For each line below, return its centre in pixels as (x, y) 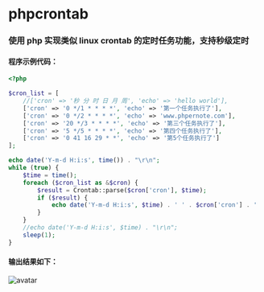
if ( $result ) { (63, 198)
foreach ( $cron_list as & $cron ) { (80, 183)
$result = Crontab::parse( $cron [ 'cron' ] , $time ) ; (122, 190)
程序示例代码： (33, 61)
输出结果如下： (33, 261)
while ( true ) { (34, 168)
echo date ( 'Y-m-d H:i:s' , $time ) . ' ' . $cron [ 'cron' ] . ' (154, 205)
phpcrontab (48, 14)
